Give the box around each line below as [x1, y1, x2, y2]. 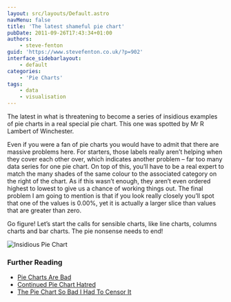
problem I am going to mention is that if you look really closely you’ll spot [7, 192, 214, 200]
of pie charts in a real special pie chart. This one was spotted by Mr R [7, 120, 205, 128]
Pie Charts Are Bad [17, 273, 72, 281]
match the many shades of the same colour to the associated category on [7, 170, 217, 178]
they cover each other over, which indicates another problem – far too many [7, 155, 223, 163]
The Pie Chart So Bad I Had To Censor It [17, 288, 132, 296]
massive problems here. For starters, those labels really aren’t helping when [7, 148, 223, 156]
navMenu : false [7, 17, 51, 23]
